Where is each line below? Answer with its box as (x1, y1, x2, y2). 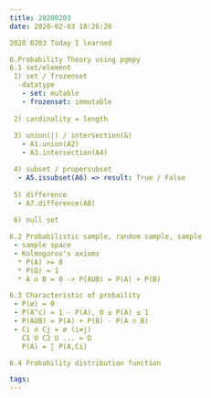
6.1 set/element (9, 63, 71, 73)
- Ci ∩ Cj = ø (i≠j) (13, 325, 92, 334)
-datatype (17, 80, 55, 89)
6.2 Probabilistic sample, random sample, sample (9, 232, 203, 242)
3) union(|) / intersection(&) (13, 131, 132, 141)
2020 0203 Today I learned (9, 38, 112, 47)
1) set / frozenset (13, 72, 89, 81)
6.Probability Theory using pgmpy (9, 55, 142, 64)
